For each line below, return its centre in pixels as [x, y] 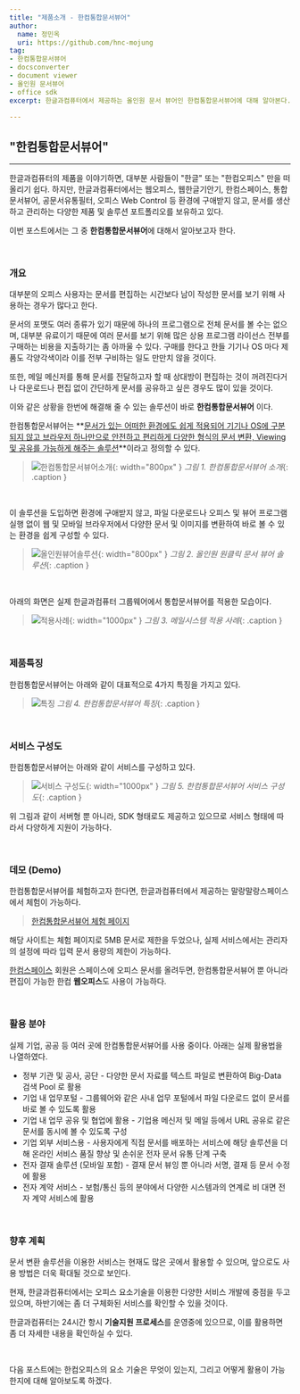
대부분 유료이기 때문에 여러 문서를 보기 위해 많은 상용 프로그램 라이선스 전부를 [155, 336]
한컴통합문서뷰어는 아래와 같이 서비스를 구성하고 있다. [102, 768]
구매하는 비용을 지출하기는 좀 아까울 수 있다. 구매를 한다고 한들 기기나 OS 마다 [144, 347]
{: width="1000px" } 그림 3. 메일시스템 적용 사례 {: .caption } [176, 620]
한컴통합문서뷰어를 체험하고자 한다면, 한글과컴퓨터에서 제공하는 [119, 891]
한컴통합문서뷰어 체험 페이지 [80, 921]
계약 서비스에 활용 [63, 1198]
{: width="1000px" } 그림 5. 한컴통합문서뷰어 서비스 [177, 786]
